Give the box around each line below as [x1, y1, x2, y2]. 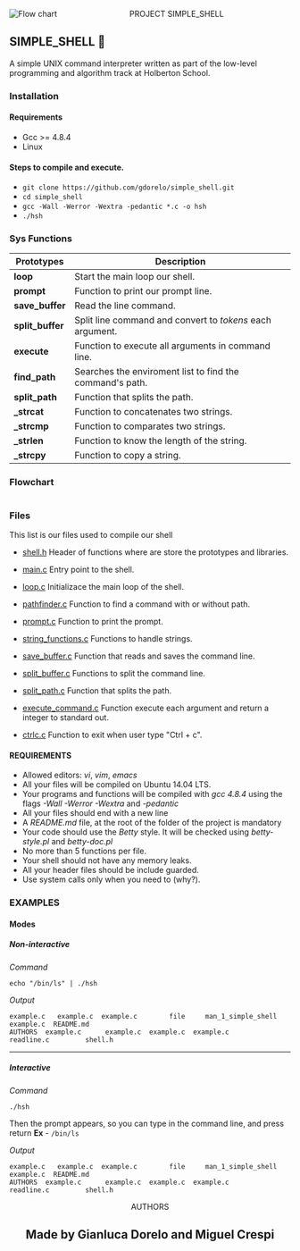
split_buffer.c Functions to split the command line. [21, 668, 205, 679]
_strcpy [13, 449, 46, 462]
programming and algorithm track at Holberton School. [9, 67, 211, 78]
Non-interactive [9, 939, 71, 950]
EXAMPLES [9, 896, 60, 909]
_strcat [13, 406, 45, 418]
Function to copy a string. [74, 449, 181, 462]
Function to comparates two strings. [74, 420, 226, 432]
